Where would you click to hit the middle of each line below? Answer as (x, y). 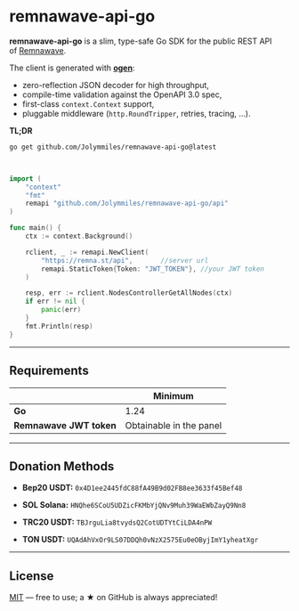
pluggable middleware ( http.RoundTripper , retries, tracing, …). (136, 113)
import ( (25, 179)
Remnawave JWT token (65, 425)
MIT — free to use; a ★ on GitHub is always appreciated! (113, 598)
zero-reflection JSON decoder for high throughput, (115, 85)
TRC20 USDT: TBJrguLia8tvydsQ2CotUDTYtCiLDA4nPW (117, 522)
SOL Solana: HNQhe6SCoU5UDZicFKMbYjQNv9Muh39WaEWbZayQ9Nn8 (134, 505)
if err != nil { (56, 301)
